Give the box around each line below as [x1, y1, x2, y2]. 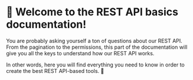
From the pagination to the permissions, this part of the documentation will [6, 44, 188, 51]
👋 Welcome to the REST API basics [6, 5, 179, 19]
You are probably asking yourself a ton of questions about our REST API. [6, 37, 183, 44]
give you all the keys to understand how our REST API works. [6, 49, 155, 56]
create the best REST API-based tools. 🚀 [6, 67, 104, 74]
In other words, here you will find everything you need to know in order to [6, 61, 185, 68]
